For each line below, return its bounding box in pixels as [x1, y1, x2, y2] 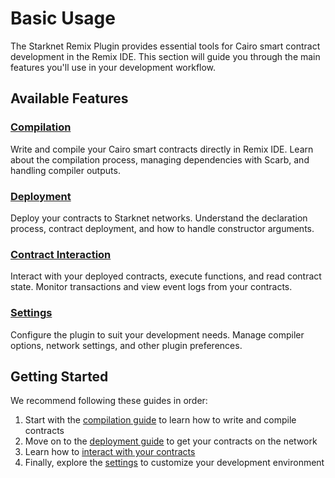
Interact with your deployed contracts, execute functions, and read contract [10, 270, 322, 282]
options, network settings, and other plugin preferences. [10, 339, 243, 351]
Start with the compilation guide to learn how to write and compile [24, 414, 297, 426]
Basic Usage [10, 7, 116, 30]
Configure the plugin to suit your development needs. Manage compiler [10, 328, 305, 341]
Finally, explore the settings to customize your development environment [24, 457, 325, 469]
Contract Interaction [10, 247, 112, 261]
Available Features [10, 90, 129, 107]
